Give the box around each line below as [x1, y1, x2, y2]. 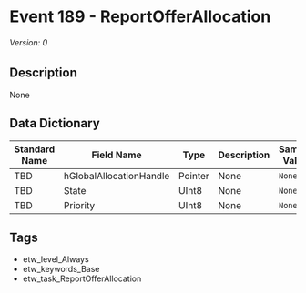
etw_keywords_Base [22, 264, 100, 275]
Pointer [178, 169, 209, 182]
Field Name [91, 148, 142, 161]
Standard [14, 143, 56, 156]
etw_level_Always [22, 254, 89, 265]
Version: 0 [9, 36, 48, 47]
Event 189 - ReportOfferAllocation [9, 6, 271, 27]
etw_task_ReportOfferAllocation [22, 273, 142, 284]
